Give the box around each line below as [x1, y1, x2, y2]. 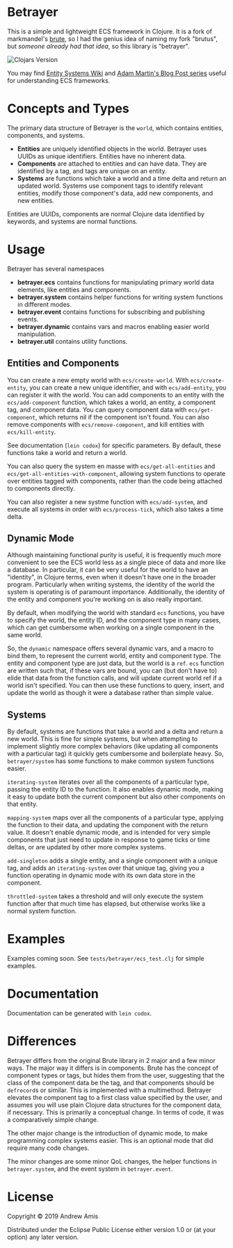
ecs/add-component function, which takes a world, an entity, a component [7, 398, 216, 406]
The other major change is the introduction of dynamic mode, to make [7, 1129, 208, 1137]
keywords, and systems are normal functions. [7, 217, 138, 225]
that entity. [7, 800, 38, 808]
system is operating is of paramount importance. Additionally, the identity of [7, 588, 225, 596]
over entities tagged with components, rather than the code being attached [7, 477, 223, 485]
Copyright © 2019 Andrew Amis [7, 1212, 99, 1220]
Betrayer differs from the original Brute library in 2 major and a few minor [7, 1057, 216, 1065]
